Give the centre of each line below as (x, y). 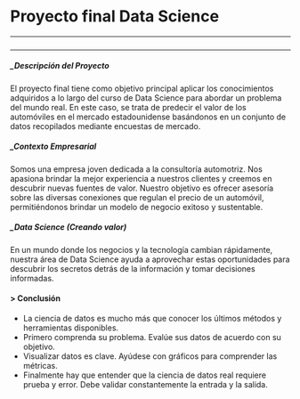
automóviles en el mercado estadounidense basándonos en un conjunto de (148, 117)
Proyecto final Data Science (115, 16)
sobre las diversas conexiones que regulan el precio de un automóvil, (138, 197)
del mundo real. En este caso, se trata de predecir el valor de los (129, 107)
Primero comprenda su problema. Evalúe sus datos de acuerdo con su (152, 337)
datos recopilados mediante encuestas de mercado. (105, 126)
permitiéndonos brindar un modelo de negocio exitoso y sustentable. (137, 207)
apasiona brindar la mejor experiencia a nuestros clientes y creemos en (141, 178)
